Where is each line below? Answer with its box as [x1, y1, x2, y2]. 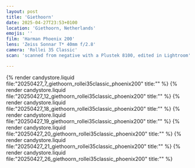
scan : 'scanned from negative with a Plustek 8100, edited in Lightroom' [6, 52, 191, 58]
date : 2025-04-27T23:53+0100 [6, 19, 78, 25]
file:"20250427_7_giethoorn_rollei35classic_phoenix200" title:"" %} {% [6, 80, 178, 87]
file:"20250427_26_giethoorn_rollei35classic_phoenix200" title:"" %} [6, 155, 173, 162]
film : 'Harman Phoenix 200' [6, 36, 75, 42]
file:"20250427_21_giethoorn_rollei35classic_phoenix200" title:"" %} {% [6, 143, 181, 150]
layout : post [6, 8, 38, 15]
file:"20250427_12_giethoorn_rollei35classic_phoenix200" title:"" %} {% [6, 93, 180, 100]
